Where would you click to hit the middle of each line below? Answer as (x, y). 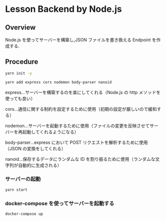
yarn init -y (19, 73)
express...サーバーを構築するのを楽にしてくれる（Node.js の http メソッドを (83, 92)
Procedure (22, 62)
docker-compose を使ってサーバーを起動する (60, 203)
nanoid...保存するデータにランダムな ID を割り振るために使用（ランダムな (80, 159)
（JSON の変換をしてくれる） (35, 148)
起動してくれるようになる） (51, 132)
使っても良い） (20, 98)
